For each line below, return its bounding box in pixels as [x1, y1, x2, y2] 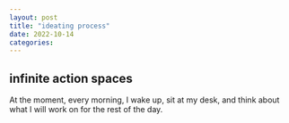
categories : [9, 37, 54, 47]
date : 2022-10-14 [9, 29, 74, 38]
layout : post [9, 12, 58, 22]
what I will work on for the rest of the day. [9, 104, 163, 115]
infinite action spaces [9, 70, 133, 86]
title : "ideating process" [9, 21, 110, 30]
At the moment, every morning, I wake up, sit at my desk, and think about [9, 94, 280, 105]
